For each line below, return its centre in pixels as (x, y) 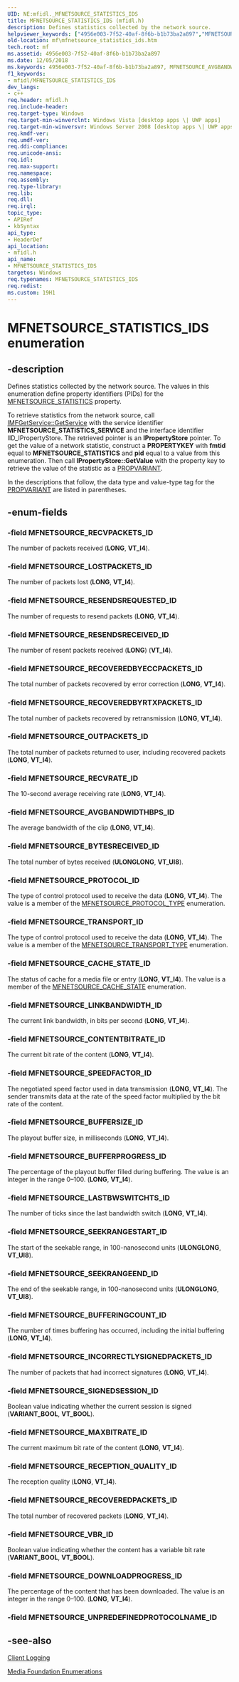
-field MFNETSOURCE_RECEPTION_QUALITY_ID (92, 1467)
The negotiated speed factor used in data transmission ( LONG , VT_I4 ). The (117, 1089)
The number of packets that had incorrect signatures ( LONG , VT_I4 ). (108, 1372)
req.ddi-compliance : (38, 147)
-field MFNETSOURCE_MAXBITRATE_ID (78, 1432)
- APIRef (20, 220)
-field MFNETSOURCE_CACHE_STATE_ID (79, 964)
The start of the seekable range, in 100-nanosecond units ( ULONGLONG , (115, 1247)
